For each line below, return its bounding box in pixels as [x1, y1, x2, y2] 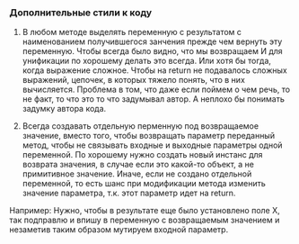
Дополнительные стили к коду [9, 6, 153, 19]
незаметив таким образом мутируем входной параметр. [9, 224, 229, 235]
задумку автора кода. [22, 104, 107, 114]
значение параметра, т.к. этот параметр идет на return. [22, 187, 236, 199]
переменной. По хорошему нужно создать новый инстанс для [22, 149, 263, 160]
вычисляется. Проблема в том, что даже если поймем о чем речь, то [22, 84, 290, 95]
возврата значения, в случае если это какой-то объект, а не [22, 159, 254, 170]
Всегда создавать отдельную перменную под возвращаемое [22, 121, 259, 131]
